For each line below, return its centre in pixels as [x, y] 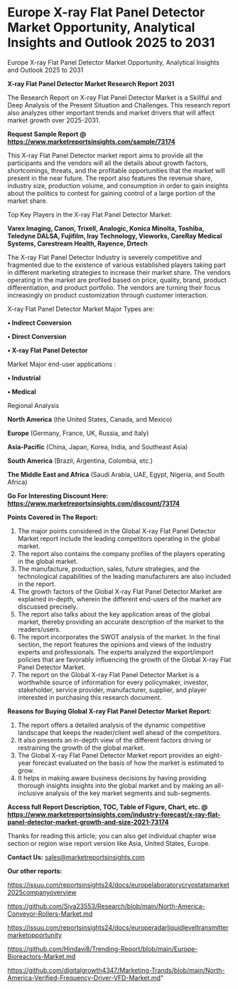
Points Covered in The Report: [53, 517]
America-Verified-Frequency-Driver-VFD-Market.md [84, 978]
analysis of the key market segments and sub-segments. [128, 793]
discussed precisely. [48, 607]
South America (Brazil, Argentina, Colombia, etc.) [80, 461]
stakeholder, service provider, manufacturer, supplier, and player [112, 690]
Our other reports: [35, 871]
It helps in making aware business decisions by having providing [112, 778]
